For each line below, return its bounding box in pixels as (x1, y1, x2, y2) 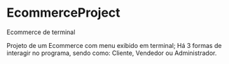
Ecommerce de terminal (6, 28, 76, 36)
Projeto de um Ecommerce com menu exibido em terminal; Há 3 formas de (6, 41, 222, 49)
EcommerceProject (6, 5, 120, 21)
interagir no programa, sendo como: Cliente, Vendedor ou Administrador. (6, 49, 217, 57)
